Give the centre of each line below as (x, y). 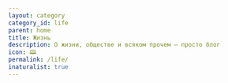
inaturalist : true (38, 67)
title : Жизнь (30, 38)
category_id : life (38, 23)
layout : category (37, 15)
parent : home (30, 30)
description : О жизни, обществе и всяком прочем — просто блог (114, 45)
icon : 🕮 (22, 52)
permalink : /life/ (38, 60)
